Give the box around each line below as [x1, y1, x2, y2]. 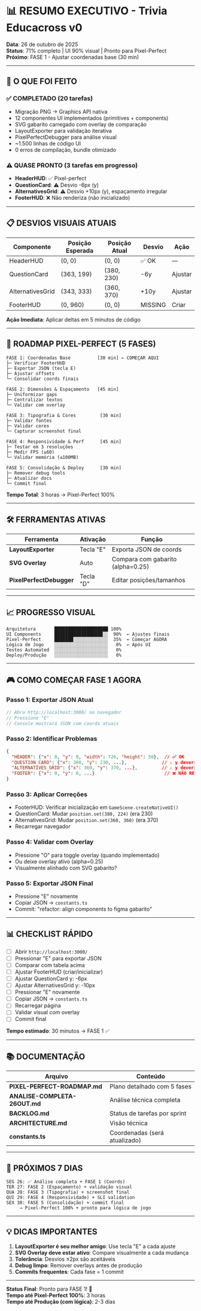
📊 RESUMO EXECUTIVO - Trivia [6, 4, 167, 18]
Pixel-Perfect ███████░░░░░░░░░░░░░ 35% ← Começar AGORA [6, 637, 167, 643]
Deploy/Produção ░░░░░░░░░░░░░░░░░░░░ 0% [6, 652, 121, 658]
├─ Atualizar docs [6, 475, 52, 481]
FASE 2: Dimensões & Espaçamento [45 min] [6, 386, 119, 392]
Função [141, 536, 163, 544]
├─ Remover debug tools [6, 470, 66, 476]
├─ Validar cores [6, 422, 50, 429]
